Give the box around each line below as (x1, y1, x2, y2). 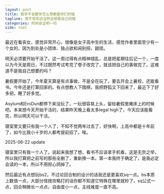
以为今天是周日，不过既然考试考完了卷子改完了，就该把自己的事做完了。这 (5, 62, 155, 68)
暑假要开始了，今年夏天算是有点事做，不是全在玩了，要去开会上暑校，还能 (5, 78, 155, 84)
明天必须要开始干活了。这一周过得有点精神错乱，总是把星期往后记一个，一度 (5, 56, 159, 61)
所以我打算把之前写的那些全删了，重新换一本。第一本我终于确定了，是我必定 (5, 155, 159, 161)
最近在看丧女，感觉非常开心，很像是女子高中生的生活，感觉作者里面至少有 (5, 39, 155, 45)
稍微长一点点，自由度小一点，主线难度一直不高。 (21, 184, 121, 190)
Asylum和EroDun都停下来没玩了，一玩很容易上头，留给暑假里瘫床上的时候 (5, 101, 155, 107)
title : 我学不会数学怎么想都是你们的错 (5, 12, 75, 17)
